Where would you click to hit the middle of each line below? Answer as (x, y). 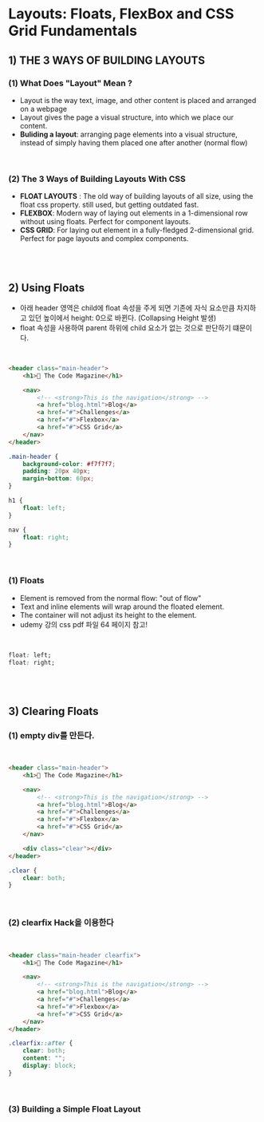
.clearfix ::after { (41, 1043)
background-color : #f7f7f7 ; (69, 464)
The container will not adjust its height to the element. (108, 614)
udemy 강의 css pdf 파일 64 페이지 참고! (84, 624)
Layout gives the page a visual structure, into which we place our (126, 117)
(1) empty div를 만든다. (51, 735)
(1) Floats (27, 581)
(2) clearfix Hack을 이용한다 (61, 922)
